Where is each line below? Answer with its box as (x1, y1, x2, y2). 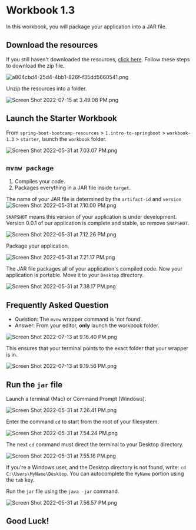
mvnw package (6, 163, 54, 172)
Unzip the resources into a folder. (6, 85, 87, 92)
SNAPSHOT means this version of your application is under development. (6, 213, 177, 220)
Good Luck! (6, 516, 49, 526)
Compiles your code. (14, 178, 66, 185)
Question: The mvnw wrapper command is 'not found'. (14, 316, 143, 323)
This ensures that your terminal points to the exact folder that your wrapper (6, 345, 188, 352)
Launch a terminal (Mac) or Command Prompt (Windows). (6, 396, 147, 402)
